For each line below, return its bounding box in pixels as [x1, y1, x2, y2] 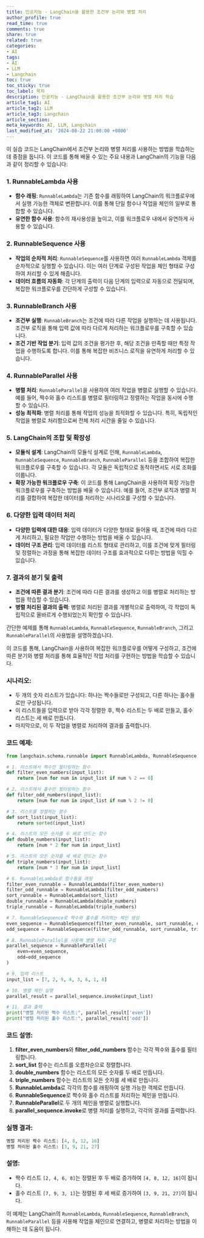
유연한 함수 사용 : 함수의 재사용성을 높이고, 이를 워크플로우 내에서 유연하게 [15, 215, 188, 222]
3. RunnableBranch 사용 [6, 302, 77, 310]
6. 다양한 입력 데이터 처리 [6, 511, 76, 520]
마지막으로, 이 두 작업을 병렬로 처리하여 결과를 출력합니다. [15, 722, 152, 729]
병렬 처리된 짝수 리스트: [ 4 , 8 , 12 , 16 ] [6, 1137, 100, 1144]
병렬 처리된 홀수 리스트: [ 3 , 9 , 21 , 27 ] [6, 1144, 100, 1150]
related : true [6, 37, 42, 43]
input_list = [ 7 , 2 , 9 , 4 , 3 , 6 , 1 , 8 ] [6, 976, 107, 983]
